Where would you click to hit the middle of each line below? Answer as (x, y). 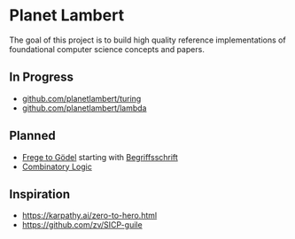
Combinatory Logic (57, 166)
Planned (32, 136)
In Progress (41, 77)
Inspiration (40, 194)
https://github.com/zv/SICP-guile (82, 225)
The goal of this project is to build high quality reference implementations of (147, 40)
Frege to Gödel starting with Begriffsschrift (100, 157)
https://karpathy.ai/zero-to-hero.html (89, 216)
